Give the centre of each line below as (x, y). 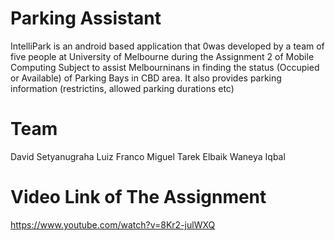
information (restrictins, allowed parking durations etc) (122, 88)
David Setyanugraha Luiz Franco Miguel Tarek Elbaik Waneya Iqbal (148, 156)
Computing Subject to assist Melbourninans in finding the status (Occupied (165, 67)
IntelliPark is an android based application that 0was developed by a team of (167, 46)
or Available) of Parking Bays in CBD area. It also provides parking (146, 78)
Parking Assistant (86, 18)
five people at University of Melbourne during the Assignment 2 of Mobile (162, 56)
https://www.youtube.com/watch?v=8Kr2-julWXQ (113, 224)
